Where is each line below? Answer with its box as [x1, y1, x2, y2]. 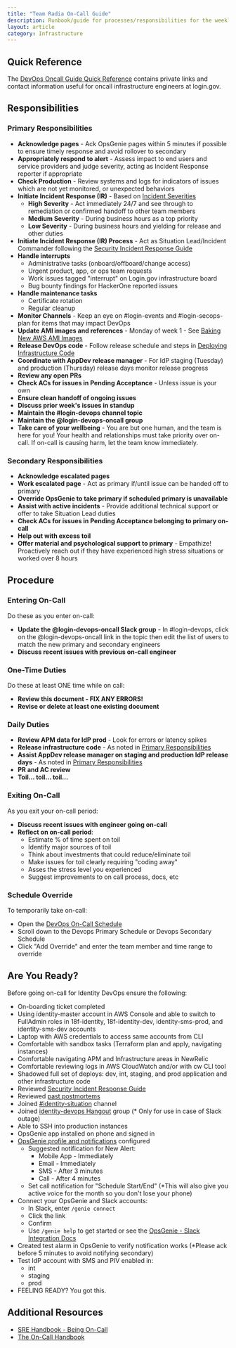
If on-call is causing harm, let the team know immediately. [31, 438, 199, 447]
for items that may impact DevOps [31, 319, 131, 327]
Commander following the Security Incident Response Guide [17, 244, 193, 252]
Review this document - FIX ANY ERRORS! [17, 695, 144, 703]
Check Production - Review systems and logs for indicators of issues [17, 176, 219, 185]
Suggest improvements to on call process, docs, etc [27, 873, 179, 881]
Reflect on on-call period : [17, 828, 93, 836]
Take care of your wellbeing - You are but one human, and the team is [17, 423, 222, 432]
